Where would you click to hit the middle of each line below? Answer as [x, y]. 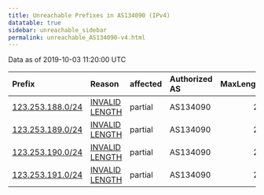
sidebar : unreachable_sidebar [58, 30]
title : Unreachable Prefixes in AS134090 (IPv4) [89, 15]
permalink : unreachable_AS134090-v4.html [77, 37]
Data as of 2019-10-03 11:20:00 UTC [67, 60]
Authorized [191, 79]
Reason [104, 84]
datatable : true [35, 23]
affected [146, 84]
